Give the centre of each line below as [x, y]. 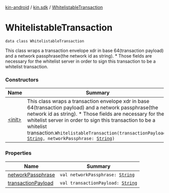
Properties [18, 153]
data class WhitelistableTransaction [45, 41]
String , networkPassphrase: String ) [71, 139]
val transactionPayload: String [98, 183]
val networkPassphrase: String [97, 175]
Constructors [22, 79]
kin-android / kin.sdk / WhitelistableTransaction [54, 7]
